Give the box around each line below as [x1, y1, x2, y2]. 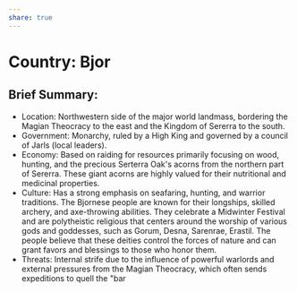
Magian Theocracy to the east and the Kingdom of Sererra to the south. [21, 120, 285, 131]
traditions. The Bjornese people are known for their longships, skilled [21, 196, 276, 207]
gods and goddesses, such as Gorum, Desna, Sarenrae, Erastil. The [21, 225, 271, 236]
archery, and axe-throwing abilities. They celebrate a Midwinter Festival [21, 206, 285, 217]
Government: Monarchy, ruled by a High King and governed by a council [21, 130, 288, 141]
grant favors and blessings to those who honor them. [21, 244, 217, 255]
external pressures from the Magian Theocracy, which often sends [21, 263, 267, 274]
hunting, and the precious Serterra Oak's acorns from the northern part [21, 159, 284, 169]
